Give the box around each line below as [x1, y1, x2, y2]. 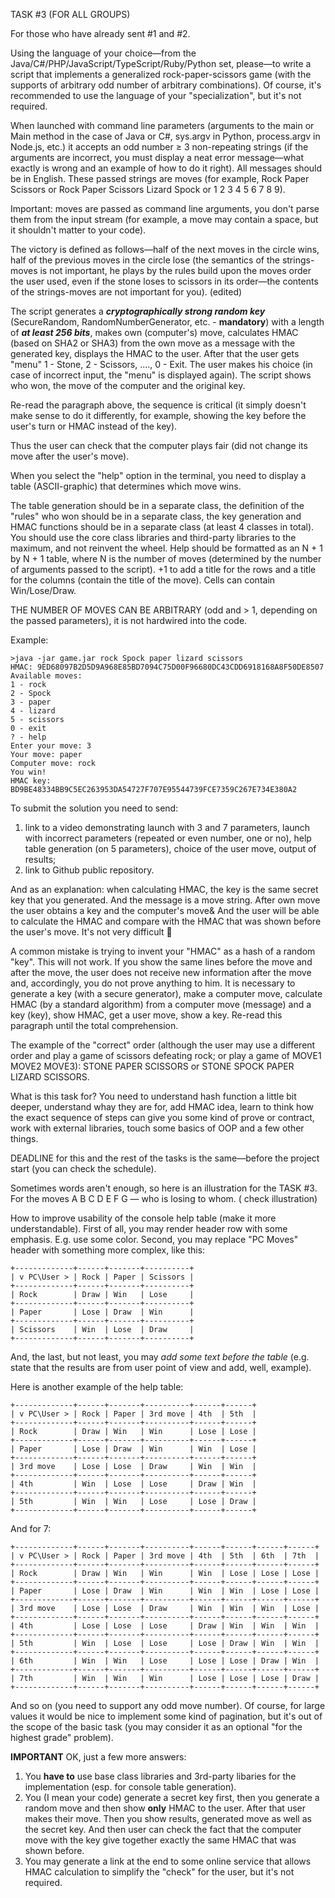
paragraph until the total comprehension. [10, 1020, 179, 1031]
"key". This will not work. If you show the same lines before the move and [10, 956, 313, 968]
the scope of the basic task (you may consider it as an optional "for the [10, 1721, 303, 1733]
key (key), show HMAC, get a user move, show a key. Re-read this [10, 1009, 283, 1021]
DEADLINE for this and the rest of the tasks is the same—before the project [10, 1152, 320, 1164]
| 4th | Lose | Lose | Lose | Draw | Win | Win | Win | [10, 1621, 320, 1631]
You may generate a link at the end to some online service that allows [24, 1855, 312, 1867]
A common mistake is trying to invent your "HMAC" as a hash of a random [10, 945, 316, 957]
